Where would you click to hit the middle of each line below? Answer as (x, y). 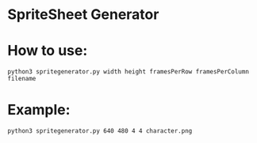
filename (22, 79)
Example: (39, 110)
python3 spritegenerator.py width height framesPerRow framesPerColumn (128, 72)
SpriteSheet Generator (83, 15)
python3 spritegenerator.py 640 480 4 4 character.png (100, 131)
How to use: (48, 51)
